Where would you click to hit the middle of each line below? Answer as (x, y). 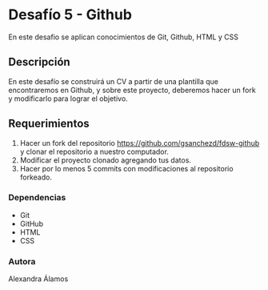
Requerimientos (49, 124)
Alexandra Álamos (38, 279)
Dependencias (37, 198)
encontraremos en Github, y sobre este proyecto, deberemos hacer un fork (132, 90)
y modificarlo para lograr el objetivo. (68, 99)
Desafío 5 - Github (70, 15)
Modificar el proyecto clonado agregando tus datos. (106, 160)
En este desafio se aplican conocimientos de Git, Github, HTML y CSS (123, 37)
